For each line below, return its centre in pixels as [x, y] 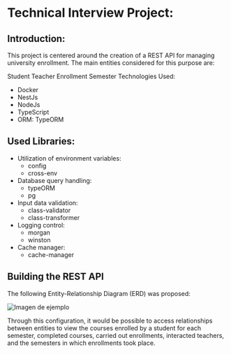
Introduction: [36, 39]
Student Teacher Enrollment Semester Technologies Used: [91, 76]
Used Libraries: [41, 141]
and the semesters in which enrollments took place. [81, 343]
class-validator [49, 210]
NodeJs [29, 105]
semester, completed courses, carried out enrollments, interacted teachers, [116, 335]
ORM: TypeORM [40, 119]
